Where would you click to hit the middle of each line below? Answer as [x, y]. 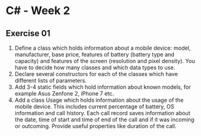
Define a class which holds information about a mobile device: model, [103, 48]
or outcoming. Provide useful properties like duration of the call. [95, 126]
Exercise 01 [28, 33]
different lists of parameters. [51, 81]
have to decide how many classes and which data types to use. [95, 67]
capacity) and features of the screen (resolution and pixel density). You [105, 61]
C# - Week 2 [38, 11]
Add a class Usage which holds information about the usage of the [99, 100]
